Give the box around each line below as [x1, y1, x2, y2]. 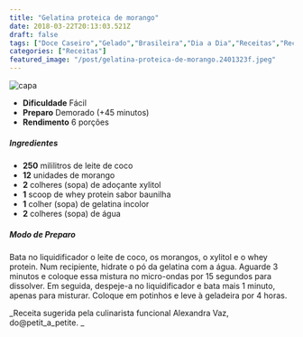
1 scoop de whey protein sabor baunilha [22, 189, 171, 200]
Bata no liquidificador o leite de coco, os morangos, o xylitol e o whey [9, 251, 268, 262]
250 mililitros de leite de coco [22, 160, 133, 171]
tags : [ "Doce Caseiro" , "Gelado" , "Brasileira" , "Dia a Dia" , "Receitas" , [9, 38, 280, 48]
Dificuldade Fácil [22, 98, 87, 108]
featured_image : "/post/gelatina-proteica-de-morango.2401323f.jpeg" [9, 55, 277, 64]
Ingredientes [9, 137, 59, 148]
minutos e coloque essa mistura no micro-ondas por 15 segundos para [9, 270, 272, 281]
